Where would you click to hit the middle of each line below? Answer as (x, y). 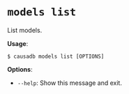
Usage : (18, 43)
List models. (25, 30)
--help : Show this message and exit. (69, 83)
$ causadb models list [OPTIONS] (56, 56)
